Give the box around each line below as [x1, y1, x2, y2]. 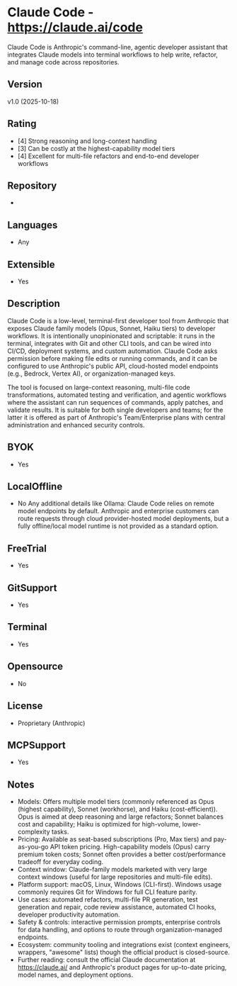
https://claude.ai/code [7, 19, 144, 35]
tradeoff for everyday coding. [17, 858, 104, 866]
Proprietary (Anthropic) [17, 719, 86, 727]
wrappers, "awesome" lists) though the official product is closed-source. [17, 948, 230, 957]
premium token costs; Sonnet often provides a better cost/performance [17, 850, 226, 858]
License [7, 700, 43, 712]
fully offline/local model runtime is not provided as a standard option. [17, 522, 219, 530]
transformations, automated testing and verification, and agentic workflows [7, 391, 227, 399]
